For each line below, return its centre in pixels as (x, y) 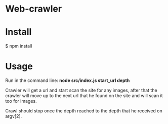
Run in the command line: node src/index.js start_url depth (68, 80)
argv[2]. (14, 116)
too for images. (21, 101)
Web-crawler (34, 9)
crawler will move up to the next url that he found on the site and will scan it (84, 96)
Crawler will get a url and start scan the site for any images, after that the (81, 90)
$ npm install (19, 46)
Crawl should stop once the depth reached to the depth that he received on (84, 111)
